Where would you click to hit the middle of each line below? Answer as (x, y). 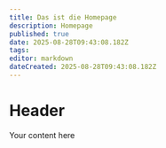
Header (37, 111)
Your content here (42, 135)
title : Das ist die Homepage (63, 17)
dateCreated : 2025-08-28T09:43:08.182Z (83, 67)
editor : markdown (41, 58)
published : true (39, 34)
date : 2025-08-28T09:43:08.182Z (69, 42)
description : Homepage (51, 26)
